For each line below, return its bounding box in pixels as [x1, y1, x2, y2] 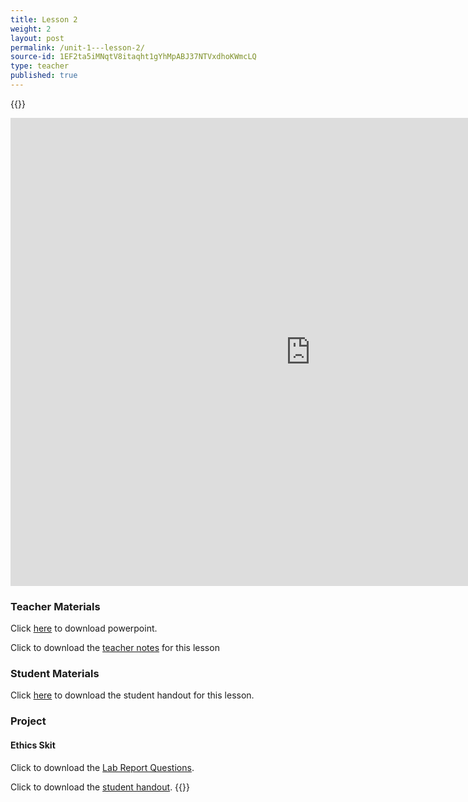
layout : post [10, 33, 65, 43]
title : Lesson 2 [10, 14, 78, 25]
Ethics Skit [10, 739, 56, 751]
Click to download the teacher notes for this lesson [10, 642, 220, 654]
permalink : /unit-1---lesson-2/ [10, 42, 145, 53]
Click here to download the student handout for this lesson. [10, 689, 255, 701]
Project [10, 714, 47, 728]
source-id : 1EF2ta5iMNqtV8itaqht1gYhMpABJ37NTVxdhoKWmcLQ [10, 52, 257, 62]
